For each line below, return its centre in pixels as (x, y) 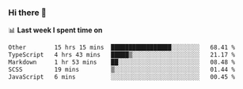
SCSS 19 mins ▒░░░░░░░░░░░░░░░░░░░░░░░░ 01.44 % (122, 69)
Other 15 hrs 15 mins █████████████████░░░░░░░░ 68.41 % (122, 48)
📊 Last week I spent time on (55, 30)
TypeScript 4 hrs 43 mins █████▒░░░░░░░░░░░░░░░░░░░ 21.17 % (122, 55)
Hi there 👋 (28, 13)
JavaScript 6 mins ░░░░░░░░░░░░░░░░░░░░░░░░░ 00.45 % (122, 77)
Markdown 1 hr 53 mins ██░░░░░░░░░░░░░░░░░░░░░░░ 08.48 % (122, 62)
